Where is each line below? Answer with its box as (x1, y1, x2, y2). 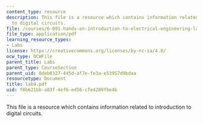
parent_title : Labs (6, 59, 56, 65)
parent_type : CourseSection (6, 64, 77, 71)
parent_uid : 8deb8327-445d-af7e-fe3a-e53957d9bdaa (6, 70, 137, 76)
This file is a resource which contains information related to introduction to (6, 103, 192, 110)
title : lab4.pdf (6, 82, 47, 88)
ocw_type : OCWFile (6, 53, 53, 59)
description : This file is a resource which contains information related (6, 14, 199, 20)
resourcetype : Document (6, 76, 66, 82)
